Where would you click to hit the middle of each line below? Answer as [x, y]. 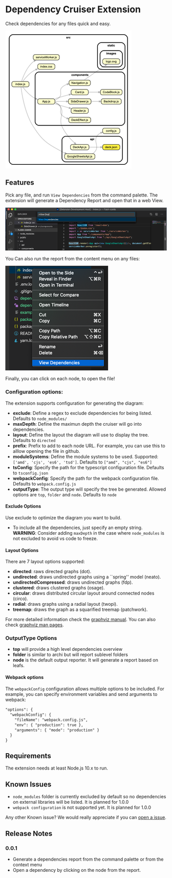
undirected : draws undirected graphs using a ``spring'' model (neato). [87, 577]
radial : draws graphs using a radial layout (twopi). [65, 604]
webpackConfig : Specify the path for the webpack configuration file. [86, 478]
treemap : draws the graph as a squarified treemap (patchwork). [80, 609]
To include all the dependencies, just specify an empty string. [78, 528]
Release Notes [29, 833]
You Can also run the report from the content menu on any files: [72, 259]
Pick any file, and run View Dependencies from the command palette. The [81, 195]
